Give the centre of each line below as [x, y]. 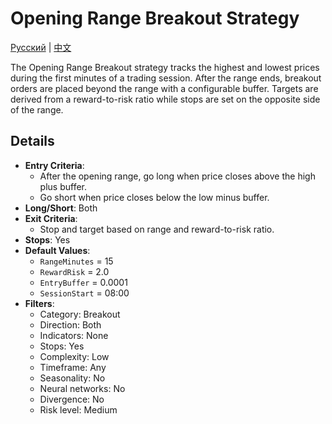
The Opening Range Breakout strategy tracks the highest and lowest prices [165, 67]
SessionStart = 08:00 [84, 293]
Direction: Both [70, 324]
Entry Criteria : [54, 165]
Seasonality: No [72, 378]
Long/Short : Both [61, 208]
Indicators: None [74, 335]
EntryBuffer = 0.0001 [83, 282]
